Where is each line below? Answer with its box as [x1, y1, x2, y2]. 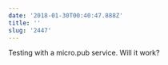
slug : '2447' [8, 26, 52, 34]
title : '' [8, 19, 42, 27]
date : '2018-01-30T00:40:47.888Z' [8, 11, 124, 20]
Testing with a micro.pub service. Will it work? [8, 48, 160, 58]
